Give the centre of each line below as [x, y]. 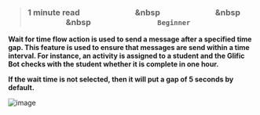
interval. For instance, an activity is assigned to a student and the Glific [126, 56]
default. [22, 88]
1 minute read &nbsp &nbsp [134, 13]
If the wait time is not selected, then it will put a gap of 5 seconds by [121, 79]
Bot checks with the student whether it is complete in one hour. [114, 64]
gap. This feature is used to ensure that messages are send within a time [129, 48]
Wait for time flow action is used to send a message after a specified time [130, 39]
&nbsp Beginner [128, 22]
